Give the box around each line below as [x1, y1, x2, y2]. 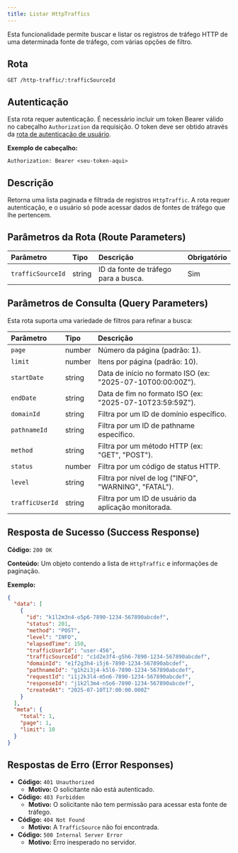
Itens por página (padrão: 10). [98, 357, 198, 366]
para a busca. [98, 273, 144, 283]
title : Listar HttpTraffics [7, 10, 91, 18]
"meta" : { [13, 706, 42, 714]
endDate [11, 393, 37, 402]
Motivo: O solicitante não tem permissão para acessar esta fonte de [28, 800, 227, 809]
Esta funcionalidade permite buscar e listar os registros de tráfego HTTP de [7, 30, 228, 38]
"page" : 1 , [20, 719, 52, 727]
